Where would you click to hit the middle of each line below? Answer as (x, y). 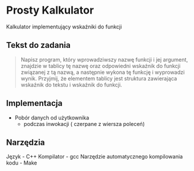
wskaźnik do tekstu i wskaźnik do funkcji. (71, 85)
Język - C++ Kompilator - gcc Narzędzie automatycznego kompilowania (94, 157)
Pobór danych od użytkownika (52, 117)
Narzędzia (26, 142)
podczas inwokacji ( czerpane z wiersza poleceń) (84, 124)
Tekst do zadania (39, 45)
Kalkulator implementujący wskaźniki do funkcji (64, 27)
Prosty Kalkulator (50, 10)
